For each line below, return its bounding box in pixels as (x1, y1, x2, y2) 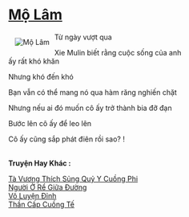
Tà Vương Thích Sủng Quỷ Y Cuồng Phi (8, 174, 139, 183)
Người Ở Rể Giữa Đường (8, 182, 87, 192)
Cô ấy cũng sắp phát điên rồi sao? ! (8, 134, 126, 144)
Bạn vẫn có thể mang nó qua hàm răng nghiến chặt (8, 87, 178, 97)
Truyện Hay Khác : (8, 158, 71, 168)
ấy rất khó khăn (8, 56, 60, 66)
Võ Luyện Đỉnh (8, 190, 57, 200)
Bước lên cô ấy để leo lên (8, 118, 92, 128)
